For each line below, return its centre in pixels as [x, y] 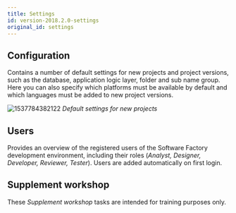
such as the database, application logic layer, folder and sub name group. [114, 80]
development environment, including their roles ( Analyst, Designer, [104, 155]
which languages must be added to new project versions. [91, 95]
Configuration [39, 55]
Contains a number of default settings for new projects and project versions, [118, 73]
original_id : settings [41, 27]
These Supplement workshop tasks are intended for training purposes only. [117, 202]
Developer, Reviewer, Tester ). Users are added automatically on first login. [115, 163]
